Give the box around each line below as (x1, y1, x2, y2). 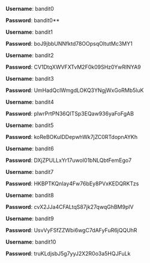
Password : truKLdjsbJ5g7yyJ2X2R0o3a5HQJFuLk (5, 250, 131, 257)
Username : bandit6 (5, 145, 55, 152)
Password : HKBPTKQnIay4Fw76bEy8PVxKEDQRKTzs (5, 180, 139, 187)
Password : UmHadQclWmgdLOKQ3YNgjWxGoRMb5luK (5, 87, 144, 94)
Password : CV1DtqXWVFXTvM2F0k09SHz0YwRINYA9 (5, 63, 142, 70)
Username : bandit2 (5, 52, 55, 59)
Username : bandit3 (5, 75, 55, 82)
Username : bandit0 (5, 5, 55, 12)
